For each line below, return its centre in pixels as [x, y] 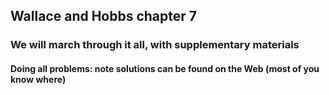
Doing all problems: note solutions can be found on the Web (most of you [165, 68]
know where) [38, 79]
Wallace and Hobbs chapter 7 [104, 16]
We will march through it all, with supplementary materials [155, 45]
